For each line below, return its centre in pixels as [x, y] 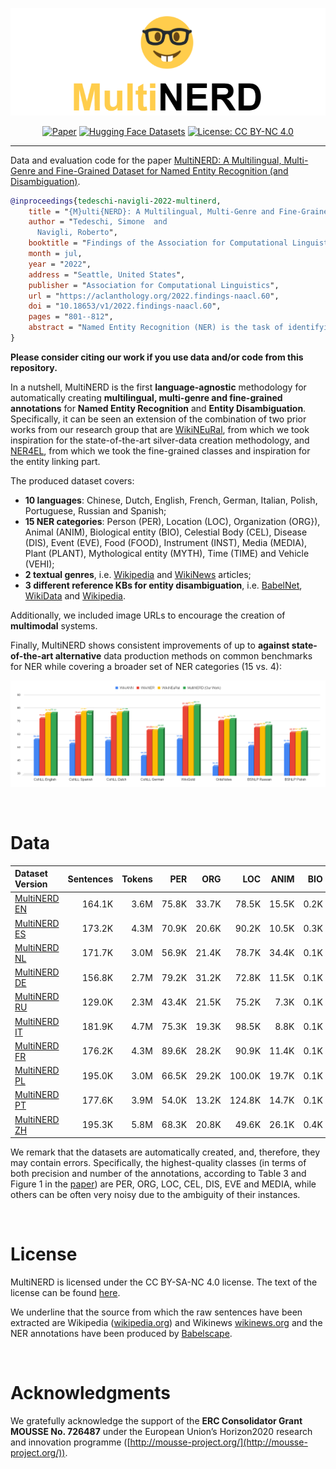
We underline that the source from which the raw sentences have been [156, 1312]
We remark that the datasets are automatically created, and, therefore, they [165, 1152]
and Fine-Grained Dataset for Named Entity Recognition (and [163, 170]
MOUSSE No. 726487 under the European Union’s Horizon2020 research [161, 1431]
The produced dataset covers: [72, 480]
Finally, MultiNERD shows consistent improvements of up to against [150, 645]
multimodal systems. [54, 625]
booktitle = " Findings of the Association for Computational [158, 243]
